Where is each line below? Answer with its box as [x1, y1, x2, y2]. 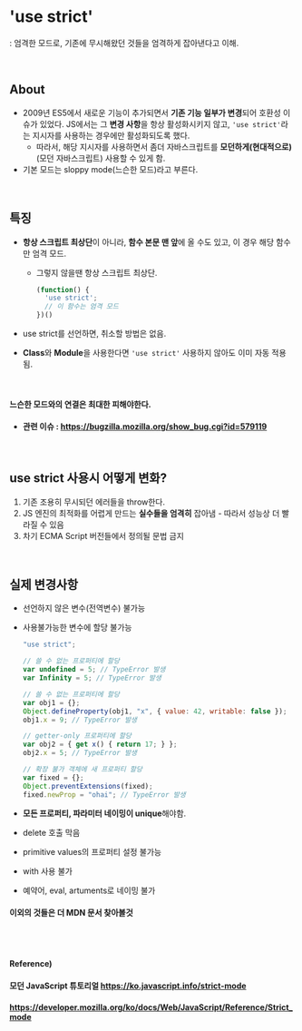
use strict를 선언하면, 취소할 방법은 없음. [22, 329, 167, 339]
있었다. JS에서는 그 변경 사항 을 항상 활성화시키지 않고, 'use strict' [39, 118, 281, 129]
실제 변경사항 [9, 577, 79, 593]
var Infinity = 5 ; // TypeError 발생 [22, 673, 161, 682]
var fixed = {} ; [22, 773, 84, 782]
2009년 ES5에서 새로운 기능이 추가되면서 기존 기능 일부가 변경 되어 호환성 [22, 107, 281, 118]
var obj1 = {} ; [22, 698, 81, 707]
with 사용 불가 [22, 865, 73, 877]
